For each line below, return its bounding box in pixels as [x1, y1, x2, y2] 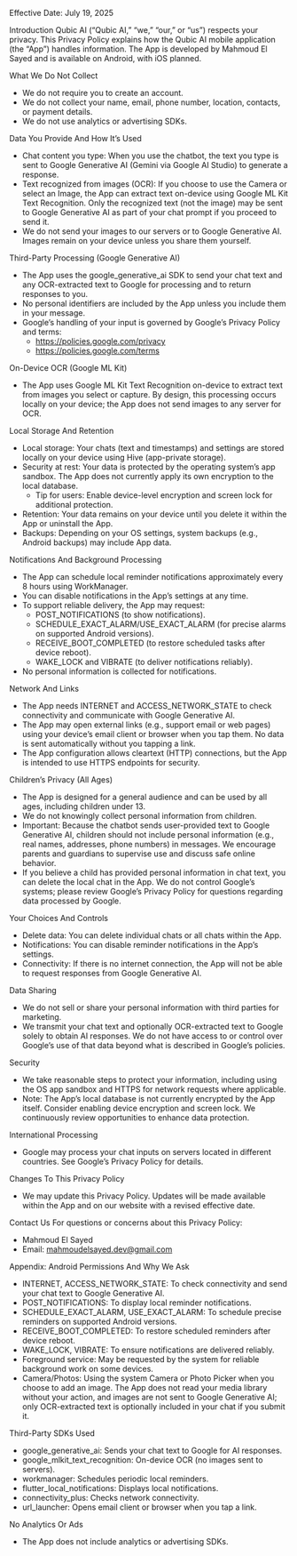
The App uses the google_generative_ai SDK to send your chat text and [21, 270, 283, 280]
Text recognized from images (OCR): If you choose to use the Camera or [21, 179, 287, 189]
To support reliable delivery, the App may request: [21, 600, 206, 610]
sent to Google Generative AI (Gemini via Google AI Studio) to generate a [21, 160, 288, 170]
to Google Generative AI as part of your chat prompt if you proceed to [21, 207, 277, 217]
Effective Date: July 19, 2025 [9, 8, 113, 18]
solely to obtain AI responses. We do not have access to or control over [21, 1031, 284, 1041]
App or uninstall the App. [21, 518, 113, 528]
